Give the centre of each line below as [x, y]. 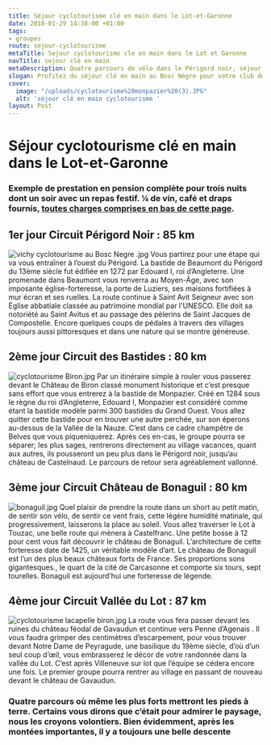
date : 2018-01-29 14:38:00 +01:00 [67, 23]
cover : [19, 83]
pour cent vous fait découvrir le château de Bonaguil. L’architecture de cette [135, 541]
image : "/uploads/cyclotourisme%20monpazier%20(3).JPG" [111, 91]
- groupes [25, 38]
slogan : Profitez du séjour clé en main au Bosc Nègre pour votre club [131, 76]
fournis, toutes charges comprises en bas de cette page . [122, 208]
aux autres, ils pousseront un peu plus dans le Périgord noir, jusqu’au [123, 453]
